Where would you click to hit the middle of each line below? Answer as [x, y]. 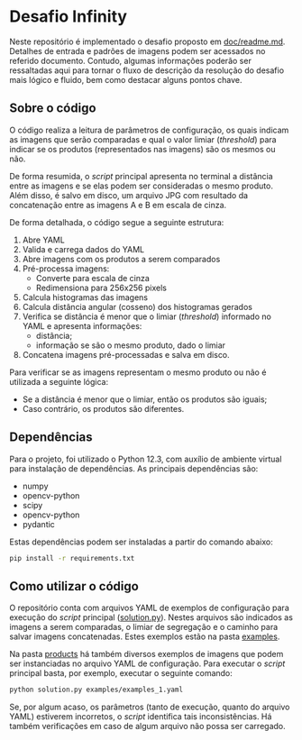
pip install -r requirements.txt [72, 558]
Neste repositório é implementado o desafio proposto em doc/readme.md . [147, 41]
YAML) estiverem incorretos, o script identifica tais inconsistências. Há [141, 717]
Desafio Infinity [69, 17]
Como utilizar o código [74, 586]
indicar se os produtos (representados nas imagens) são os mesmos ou [142, 149]
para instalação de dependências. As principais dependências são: [134, 468]
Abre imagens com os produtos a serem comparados [121, 259]
